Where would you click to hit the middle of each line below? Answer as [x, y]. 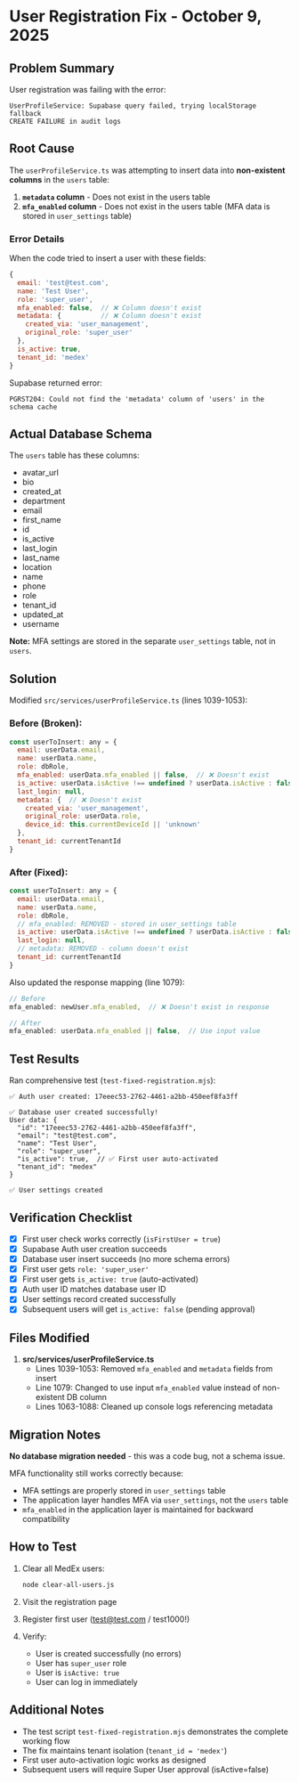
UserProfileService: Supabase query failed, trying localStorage [133, 106]
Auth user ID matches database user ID [94, 1290]
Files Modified [50, 1338]
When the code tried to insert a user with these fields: [108, 258]
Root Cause [42, 149]
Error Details [37, 239]
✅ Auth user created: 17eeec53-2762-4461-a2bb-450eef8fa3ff [124, 1097]
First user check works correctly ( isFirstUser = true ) [121, 1239]
